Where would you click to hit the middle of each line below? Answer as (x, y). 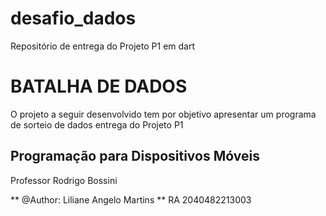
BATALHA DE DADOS (99, 86)
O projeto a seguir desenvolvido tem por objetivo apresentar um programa (163, 114)
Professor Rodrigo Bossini (64, 180)
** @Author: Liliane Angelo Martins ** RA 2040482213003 (131, 199)
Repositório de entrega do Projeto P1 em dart (102, 46)
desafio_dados (73, 18)
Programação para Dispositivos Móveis (135, 156)
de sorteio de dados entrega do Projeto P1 (97, 124)
